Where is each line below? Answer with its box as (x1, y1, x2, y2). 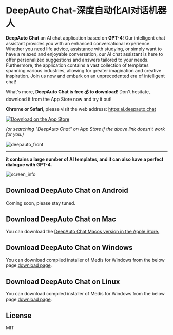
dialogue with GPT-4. (6, 161, 52, 167)
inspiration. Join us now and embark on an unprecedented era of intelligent (6, 73, 165, 79)
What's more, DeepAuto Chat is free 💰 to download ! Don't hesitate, (6, 88, 150, 95)
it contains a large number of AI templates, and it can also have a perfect (6, 156, 164, 162)
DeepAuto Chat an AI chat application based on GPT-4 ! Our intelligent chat (6, 34, 166, 41)
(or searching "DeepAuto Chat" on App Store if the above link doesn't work (6, 126, 165, 132)
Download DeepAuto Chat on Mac (6, 215, 117, 224)
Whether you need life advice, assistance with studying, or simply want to (6, 46, 162, 52)
